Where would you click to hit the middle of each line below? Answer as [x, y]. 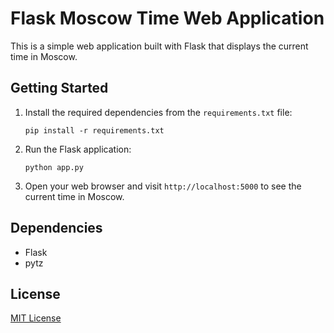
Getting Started [59, 88]
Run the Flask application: [78, 149]
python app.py [54, 167]
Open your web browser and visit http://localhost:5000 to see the [163, 186]
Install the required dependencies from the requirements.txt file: [158, 112]
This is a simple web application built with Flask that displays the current [159, 46]
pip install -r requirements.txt [94, 130]
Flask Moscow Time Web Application [167, 18]
